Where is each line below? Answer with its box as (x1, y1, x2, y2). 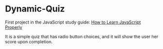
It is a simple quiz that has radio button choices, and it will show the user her (5, 34, 159, 39)
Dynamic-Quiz (5, 3, 65, 14)
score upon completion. (5, 38, 53, 44)
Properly (5, 24, 22, 30)
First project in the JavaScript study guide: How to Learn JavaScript (5, 19, 141, 25)
